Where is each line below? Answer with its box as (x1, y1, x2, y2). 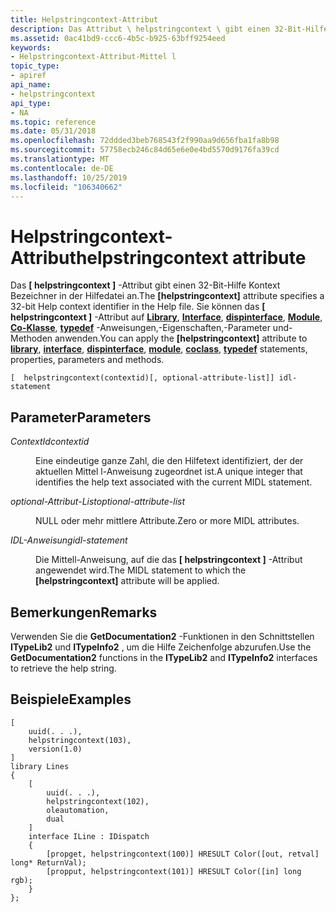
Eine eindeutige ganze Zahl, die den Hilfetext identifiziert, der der (35, 455, 304, 467)
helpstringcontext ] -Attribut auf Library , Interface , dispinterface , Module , (10, 311, 323, 323)
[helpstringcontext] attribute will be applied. (35, 575, 220, 587)
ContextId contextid (10, 436, 90, 448)
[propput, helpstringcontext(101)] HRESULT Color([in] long (46, 866, 302, 876)
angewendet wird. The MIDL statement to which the (35, 564, 247, 576)
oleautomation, (46, 805, 110, 815)
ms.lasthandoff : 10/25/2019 (10, 172, 128, 183)
